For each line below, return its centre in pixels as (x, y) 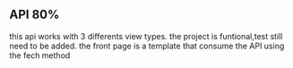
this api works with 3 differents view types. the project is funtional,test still (146, 36)
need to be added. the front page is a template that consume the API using (147, 46)
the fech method (40, 55)
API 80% (34, 15)
